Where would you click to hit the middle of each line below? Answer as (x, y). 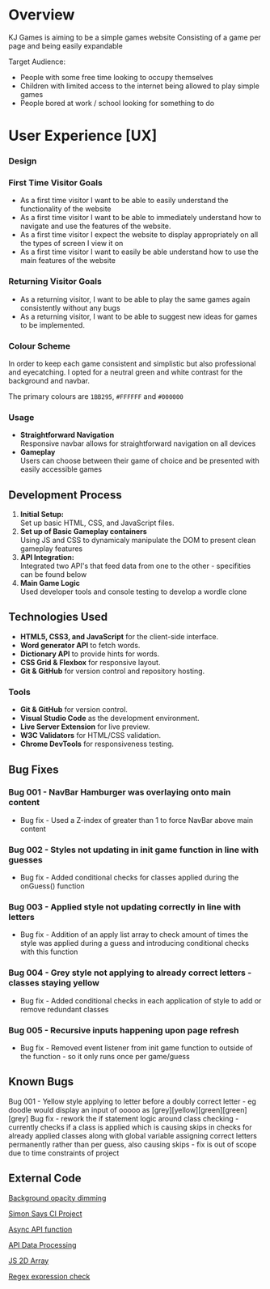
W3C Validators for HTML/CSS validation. (91, 736)
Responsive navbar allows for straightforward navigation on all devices (138, 443)
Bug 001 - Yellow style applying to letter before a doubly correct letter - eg (133, 1101)
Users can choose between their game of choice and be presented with (140, 461)
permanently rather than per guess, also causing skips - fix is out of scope (133, 1144)
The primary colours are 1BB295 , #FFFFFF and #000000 (96, 396)
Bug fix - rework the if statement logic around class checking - (135, 1118)
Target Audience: (37, 61)
